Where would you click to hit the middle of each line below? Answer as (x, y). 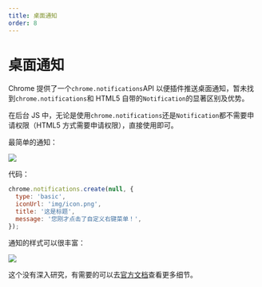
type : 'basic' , (41, 197)
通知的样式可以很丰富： (47, 242)
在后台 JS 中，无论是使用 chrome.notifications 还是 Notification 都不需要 (128, 116)
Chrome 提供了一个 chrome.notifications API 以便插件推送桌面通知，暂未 (128, 88)
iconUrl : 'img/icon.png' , (59, 204)
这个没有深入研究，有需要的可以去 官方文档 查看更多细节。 (103, 274)
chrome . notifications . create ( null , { (71, 189)
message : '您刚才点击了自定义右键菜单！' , (79, 219)
